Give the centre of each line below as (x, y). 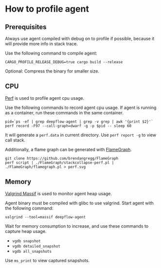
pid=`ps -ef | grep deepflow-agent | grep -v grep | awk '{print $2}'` (79, 122)
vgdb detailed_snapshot (36, 246)
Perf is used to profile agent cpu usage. (45, 98)
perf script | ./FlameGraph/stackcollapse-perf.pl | (60, 162)
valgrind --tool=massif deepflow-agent (45, 217)
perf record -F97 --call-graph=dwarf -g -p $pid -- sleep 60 (68, 126)
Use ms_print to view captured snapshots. (47, 260)
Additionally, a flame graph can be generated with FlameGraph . (69, 149)
